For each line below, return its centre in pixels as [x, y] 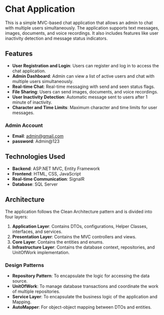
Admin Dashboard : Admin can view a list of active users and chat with [83, 76]
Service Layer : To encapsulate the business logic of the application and [85, 296]
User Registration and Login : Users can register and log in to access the [85, 65]
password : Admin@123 [36, 142]
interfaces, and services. [37, 231]
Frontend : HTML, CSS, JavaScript [47, 173]
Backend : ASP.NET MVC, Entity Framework [56, 169]
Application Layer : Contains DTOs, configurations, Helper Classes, [80, 226]
